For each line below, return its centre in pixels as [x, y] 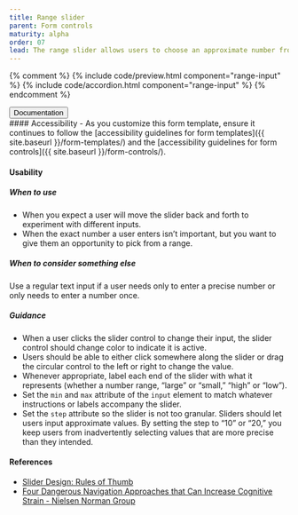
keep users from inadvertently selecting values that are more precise [148, 432]
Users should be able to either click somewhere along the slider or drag [153, 357]
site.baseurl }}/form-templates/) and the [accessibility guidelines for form [143, 142]
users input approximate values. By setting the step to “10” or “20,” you [152, 423]
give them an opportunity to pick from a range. [107, 243]
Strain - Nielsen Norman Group [78, 500]
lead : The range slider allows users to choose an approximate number [142, 51]
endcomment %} [40, 95]
